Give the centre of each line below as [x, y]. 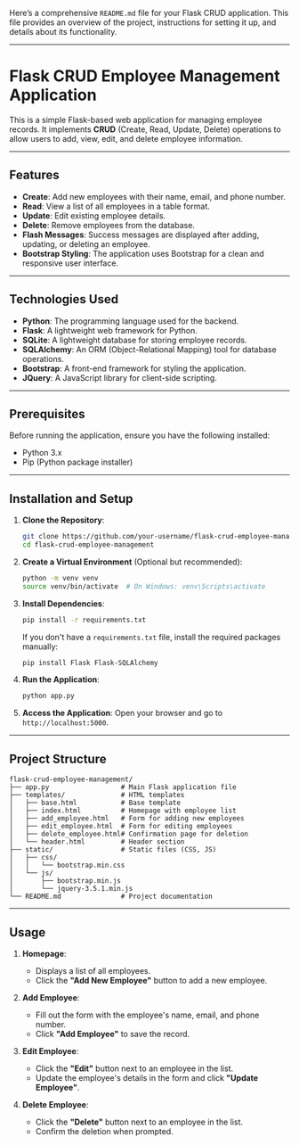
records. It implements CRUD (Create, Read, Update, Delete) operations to [145, 129]
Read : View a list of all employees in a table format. [116, 206]
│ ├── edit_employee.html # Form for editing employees [121, 827]
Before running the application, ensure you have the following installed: [140, 435]
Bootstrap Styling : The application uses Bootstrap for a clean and [143, 253]
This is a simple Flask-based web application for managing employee [136, 119]
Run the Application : [61, 680]
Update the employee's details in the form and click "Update [147, 1077]
